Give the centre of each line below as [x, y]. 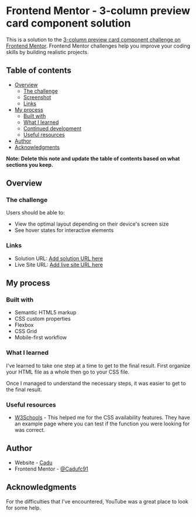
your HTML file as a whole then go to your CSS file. [68, 372]
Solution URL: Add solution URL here [59, 258]
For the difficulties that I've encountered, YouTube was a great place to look [97, 501]
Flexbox [24, 325]
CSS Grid [25, 331]
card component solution [68, 23]
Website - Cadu [33, 462]
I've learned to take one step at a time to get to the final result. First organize [98, 365]
